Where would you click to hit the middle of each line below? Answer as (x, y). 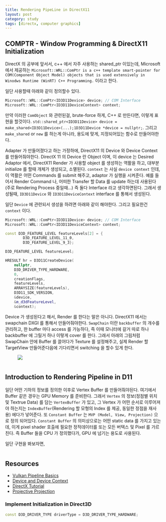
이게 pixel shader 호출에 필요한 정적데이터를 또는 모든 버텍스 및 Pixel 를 (81, 427)
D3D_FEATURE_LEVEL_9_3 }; (49, 243)
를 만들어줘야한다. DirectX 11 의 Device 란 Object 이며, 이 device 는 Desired (80, 157)
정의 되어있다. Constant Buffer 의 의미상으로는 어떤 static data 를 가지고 (81, 420)
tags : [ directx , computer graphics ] (43, 24)
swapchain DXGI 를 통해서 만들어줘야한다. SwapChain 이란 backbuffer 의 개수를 (83, 323)
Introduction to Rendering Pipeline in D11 (69, 377)
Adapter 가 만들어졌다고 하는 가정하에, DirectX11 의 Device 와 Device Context (81, 150)
